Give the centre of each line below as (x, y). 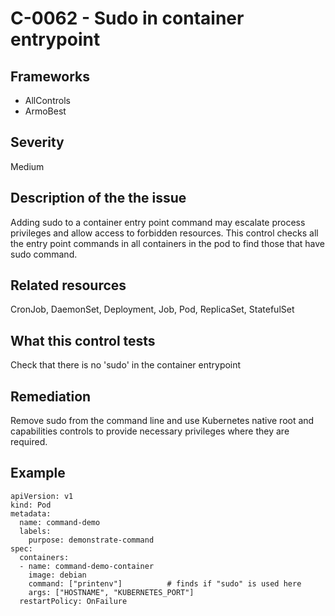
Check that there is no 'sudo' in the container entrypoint (126, 365)
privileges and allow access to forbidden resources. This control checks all (164, 233)
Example (38, 473)
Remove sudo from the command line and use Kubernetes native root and (162, 421)
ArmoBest (45, 111)
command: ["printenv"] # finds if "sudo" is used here (165, 583)
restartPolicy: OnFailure (73, 601)
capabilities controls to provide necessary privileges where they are (150, 431)
